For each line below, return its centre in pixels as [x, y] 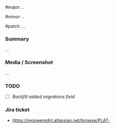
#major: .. [15, 7]
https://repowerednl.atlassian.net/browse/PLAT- [61, 121]
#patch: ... [16, 26]
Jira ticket [17, 109]
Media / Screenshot [29, 63]
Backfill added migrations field [43, 96]
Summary [17, 39]
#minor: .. [15, 16]
